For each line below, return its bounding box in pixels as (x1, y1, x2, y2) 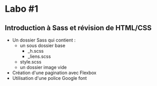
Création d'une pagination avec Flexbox (12, 70, 97, 76)
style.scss (19, 59, 42, 64)
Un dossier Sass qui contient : (12, 37, 76, 43)
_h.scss (27, 48, 44, 54)
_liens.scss (27, 53, 51, 59)
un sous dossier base (19, 42, 66, 49)
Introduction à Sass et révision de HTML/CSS (5, 24, 152, 32)
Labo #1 (5, 3, 38, 15)
